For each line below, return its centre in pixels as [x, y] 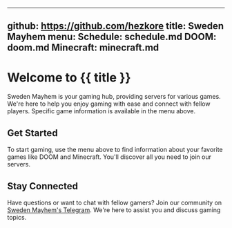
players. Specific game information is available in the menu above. [101, 111]
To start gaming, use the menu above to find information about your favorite [115, 150]
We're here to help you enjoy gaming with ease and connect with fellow [109, 104]
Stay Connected [42, 186]
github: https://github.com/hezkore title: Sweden [116, 26]
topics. [17, 217]
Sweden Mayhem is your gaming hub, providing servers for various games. [114, 97]
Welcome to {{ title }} [69, 77]
